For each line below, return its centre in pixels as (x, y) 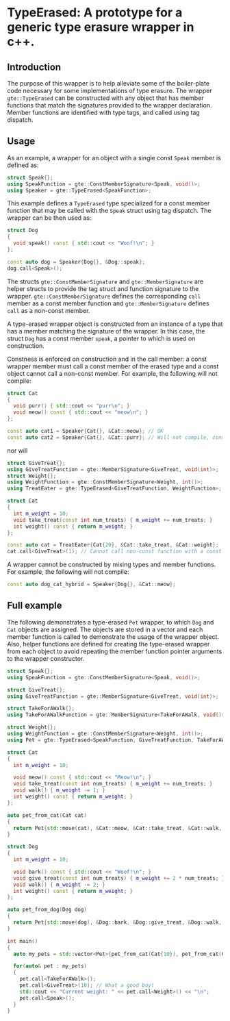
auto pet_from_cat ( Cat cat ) (47, 815)
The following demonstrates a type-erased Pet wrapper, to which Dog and (111, 622)
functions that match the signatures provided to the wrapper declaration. (110, 105)
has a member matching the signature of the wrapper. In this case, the (106, 331)
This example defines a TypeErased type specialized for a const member (108, 203)
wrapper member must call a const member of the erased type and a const (113, 366)
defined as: (23, 165)
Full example (35, 606)
